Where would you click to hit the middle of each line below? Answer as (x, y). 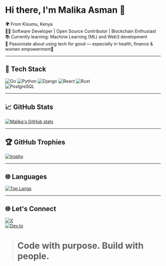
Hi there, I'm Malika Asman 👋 (65, 10)
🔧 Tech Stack (26, 69)
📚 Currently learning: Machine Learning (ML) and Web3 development (76, 37)
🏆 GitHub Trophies (35, 142)
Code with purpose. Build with (80, 246)
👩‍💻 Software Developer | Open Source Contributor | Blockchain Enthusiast (81, 31)
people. (33, 256)
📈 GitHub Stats (29, 107)
